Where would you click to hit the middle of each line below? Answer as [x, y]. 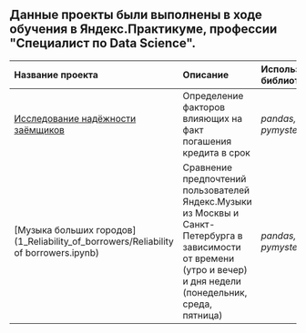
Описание [206, 75]
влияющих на [213, 118]
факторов [204, 106]
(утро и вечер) [215, 269]
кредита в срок [216, 152]
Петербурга [209, 236]
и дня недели [212, 281]
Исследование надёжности [75, 118]
